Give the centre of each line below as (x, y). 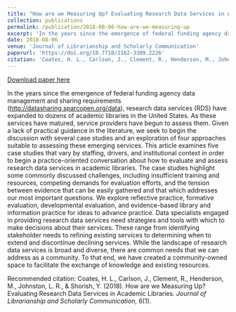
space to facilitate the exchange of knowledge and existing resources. (109, 265)
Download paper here (39, 79)
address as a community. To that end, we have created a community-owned (117, 257)
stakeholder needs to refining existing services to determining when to (110, 235)
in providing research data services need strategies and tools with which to (116, 220)
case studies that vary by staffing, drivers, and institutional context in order (116, 152)
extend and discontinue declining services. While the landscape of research (117, 242)
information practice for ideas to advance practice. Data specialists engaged (118, 212)
